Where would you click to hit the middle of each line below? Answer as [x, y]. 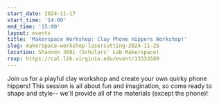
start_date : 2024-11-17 [42, 14]
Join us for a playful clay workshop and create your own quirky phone [107, 78]
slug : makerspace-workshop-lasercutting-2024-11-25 [83, 46]
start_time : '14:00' [37, 20]
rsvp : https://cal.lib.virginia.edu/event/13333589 [83, 59]
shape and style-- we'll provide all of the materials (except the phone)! [108, 93]
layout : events [29, 33]
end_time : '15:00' [34, 26]
